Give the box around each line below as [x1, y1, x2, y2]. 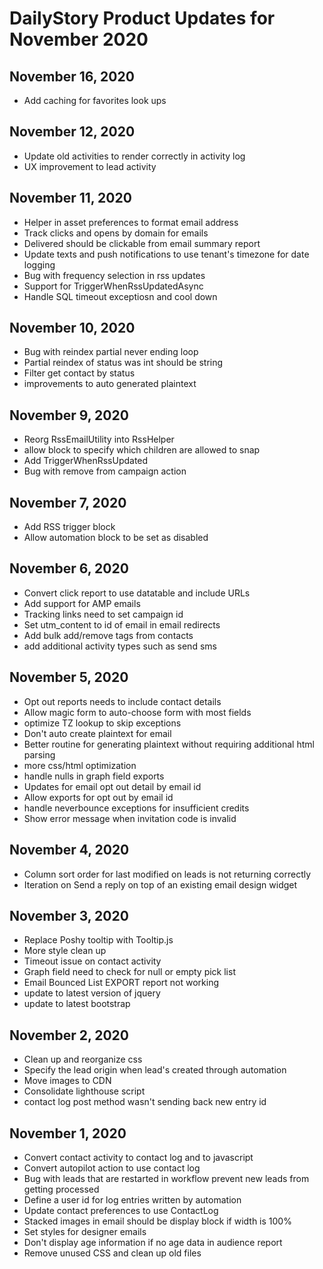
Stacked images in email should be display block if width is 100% [23, 1215, 292, 1227]
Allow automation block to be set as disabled [23, 532, 209, 544]
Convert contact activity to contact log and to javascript [23, 1151, 254, 1163]
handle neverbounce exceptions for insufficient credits [23, 802, 250, 814]
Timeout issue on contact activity [23, 955, 162, 967]
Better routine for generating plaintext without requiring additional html [23, 738, 315, 750]
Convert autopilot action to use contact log [23, 1162, 201, 1174]
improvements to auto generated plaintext [23, 378, 197, 390]
